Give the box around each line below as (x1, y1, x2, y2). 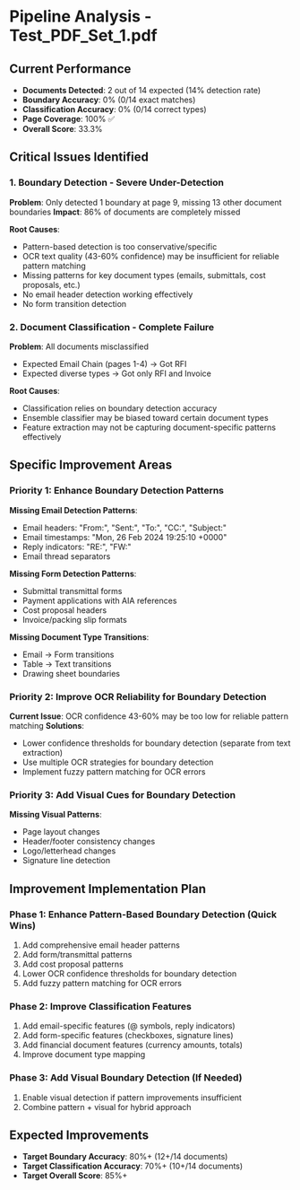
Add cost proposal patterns (21, 958, 124, 969)
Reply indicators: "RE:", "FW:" (21, 541, 132, 552)
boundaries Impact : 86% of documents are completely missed (9, 206, 241, 217)
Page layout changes (21, 827, 100, 837)
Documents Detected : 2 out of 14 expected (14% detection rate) (21, 85, 261, 95)
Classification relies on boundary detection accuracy (21, 402, 218, 414)
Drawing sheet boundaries (21, 668, 121, 678)
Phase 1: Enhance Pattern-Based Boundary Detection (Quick (9, 908, 278, 921)
